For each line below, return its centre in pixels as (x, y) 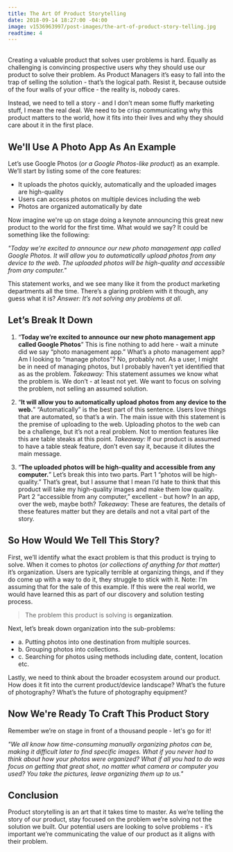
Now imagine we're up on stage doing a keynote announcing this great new (116, 220)
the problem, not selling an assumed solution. (83, 389)
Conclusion (33, 795)
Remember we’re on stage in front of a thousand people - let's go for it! (110, 731)
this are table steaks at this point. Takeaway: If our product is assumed (119, 438)
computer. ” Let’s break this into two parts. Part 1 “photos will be (109, 474)
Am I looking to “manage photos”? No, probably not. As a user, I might (118, 359)
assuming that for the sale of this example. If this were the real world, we (112, 586)
